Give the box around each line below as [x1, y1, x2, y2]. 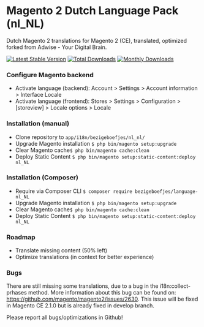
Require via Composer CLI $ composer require [15, 187, 133, 195]
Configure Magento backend [6, 70, 94, 79]
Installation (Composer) [6, 173, 78, 182]
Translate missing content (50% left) [15, 247, 108, 254]
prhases [6, 289, 28, 296]
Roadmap [6, 233, 36, 241]
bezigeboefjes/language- [134, 188, 198, 195]
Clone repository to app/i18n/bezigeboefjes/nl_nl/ [15, 133, 145, 141]
